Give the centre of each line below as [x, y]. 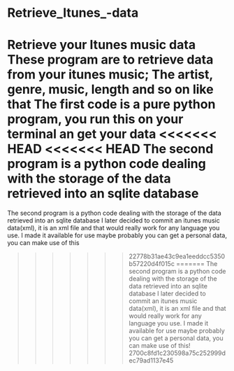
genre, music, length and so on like [111, 90]
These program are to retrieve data [110, 60]
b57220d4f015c [152, 264]
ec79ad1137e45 [151, 360]
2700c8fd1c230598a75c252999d [177, 353]
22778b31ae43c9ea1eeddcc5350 [177, 256]
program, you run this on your [95, 119]
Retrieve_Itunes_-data [73, 13]
